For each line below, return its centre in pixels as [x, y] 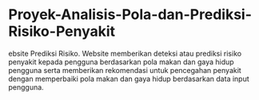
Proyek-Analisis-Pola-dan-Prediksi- [130, 15]
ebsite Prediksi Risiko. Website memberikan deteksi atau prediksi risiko [125, 53]
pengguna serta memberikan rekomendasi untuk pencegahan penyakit [125, 70]
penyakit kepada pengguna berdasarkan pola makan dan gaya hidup [121, 62]
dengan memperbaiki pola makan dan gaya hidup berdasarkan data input [129, 79]
